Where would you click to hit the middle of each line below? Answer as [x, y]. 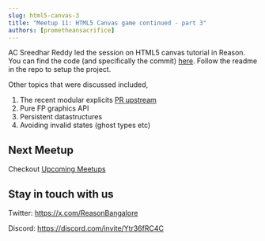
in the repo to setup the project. [60, 70]
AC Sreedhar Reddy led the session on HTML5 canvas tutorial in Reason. [127, 53]
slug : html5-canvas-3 [44, 15]
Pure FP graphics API [54, 108]
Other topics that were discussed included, [78, 85]
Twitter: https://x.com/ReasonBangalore [73, 213]
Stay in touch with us [61, 194]
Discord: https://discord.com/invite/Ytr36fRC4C [86, 228]
